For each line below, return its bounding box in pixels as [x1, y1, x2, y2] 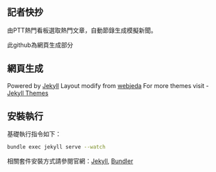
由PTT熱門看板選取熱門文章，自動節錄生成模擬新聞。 [7, 26, 158, 34]
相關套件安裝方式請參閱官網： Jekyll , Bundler [7, 157, 134, 165]
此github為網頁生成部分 [7, 41, 73, 49]
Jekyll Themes [7, 89, 49, 97]
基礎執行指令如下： [7, 130, 62, 138]
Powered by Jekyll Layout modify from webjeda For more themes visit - [7, 81, 209, 89]
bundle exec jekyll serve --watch [7, 144, 106, 151]
